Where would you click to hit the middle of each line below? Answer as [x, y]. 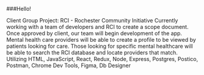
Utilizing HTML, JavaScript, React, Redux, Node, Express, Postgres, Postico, [102, 59]
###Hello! [19, 9]
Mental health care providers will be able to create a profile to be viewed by [101, 40]
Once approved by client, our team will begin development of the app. [94, 33]
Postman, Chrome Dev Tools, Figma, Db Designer [69, 65]
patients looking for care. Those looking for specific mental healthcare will [100, 46]
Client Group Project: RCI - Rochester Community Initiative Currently [92, 20]
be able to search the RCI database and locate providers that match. [92, 53]
